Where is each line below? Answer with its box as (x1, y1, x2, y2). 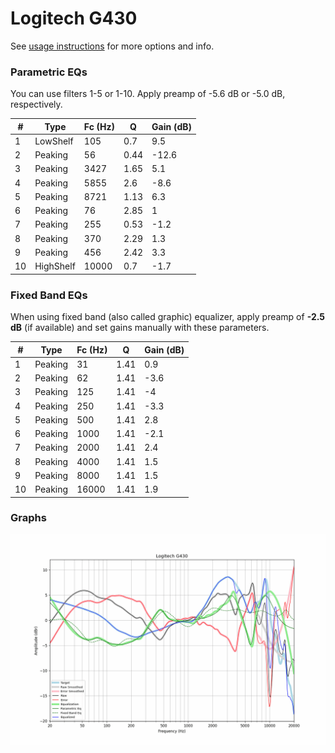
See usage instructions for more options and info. (10, 40, 215, 52)
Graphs (10, 511, 47, 525)
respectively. (10, 98, 63, 111)
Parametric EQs (10, 65, 88, 79)
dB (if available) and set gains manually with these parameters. (10, 322, 270, 334)
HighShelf (34, 260, 76, 272)
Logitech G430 (10, 7, 138, 30)
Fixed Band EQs (10, 288, 88, 302)
